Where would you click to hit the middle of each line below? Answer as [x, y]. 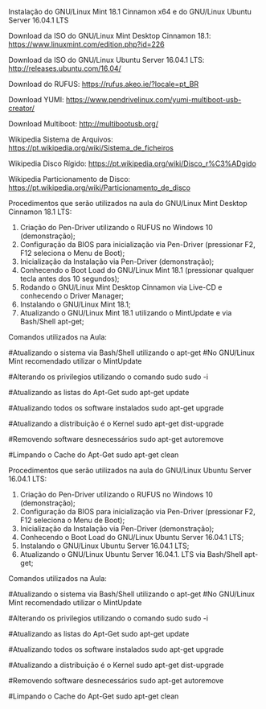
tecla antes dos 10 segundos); [70, 278]
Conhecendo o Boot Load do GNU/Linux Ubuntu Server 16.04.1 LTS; [132, 537]
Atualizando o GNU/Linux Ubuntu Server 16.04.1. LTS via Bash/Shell [131, 554]
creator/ [21, 108]
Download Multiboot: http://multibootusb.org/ [84, 124]
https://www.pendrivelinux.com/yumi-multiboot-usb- [153, 99]
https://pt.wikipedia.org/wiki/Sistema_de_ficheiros [91, 148]
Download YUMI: [36, 99]
